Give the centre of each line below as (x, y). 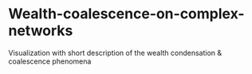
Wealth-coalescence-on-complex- (126, 14)
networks (41, 31)
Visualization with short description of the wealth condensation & (115, 53)
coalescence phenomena (50, 61)
